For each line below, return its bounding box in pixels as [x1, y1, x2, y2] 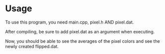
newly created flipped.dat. [5, 43, 59, 49]
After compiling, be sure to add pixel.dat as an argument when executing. [5, 28, 155, 34]
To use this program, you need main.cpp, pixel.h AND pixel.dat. [5, 19, 134, 25]
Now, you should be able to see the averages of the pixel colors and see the [5, 38, 160, 44]
